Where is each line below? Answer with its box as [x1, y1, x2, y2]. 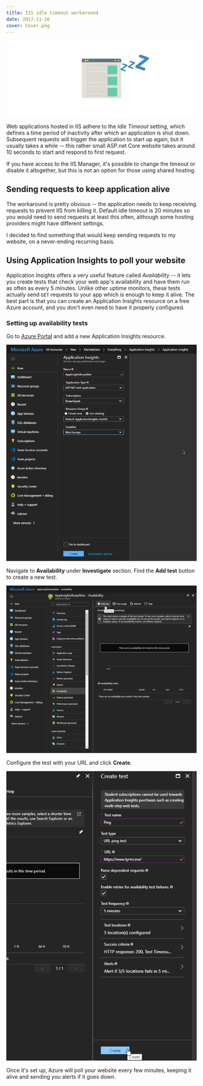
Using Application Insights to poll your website [6, 255, 186, 266]
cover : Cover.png [6, 22, 50, 28]
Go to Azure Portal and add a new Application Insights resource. [6, 332, 166, 339]
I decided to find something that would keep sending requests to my [6, 231, 176, 239]
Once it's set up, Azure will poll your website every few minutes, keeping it [6, 1067, 192, 1074]
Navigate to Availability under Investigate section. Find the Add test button [6, 567, 195, 575]
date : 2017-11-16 [6, 16, 50, 22]
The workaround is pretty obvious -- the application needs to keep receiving [6, 200, 196, 207]
